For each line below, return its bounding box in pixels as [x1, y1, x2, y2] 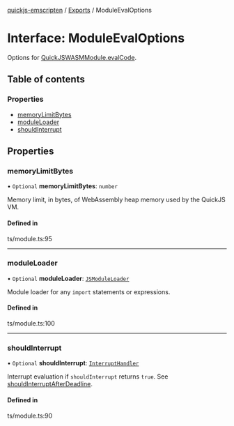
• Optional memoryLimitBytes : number [7, 182, 118, 190]
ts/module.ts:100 [7, 319, 56, 328]
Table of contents [7, 73, 85, 86]
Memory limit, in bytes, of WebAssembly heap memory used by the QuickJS [7, 195, 226, 204]
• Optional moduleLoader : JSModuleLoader [7, 274, 130, 282]
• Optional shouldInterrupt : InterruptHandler [7, 359, 139, 367]
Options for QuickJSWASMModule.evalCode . [7, 53, 137, 61]
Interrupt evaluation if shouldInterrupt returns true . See [7, 372, 169, 381]
